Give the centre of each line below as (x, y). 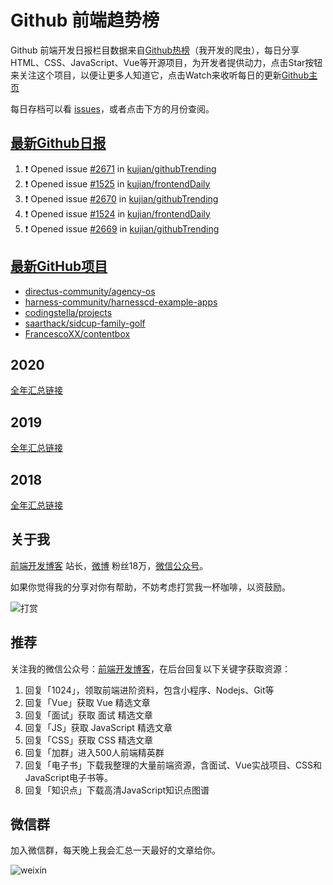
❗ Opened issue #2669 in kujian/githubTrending (122, 228)
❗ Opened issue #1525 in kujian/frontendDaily (117, 183)
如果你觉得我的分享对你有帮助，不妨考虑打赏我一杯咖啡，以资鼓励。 (150, 587)
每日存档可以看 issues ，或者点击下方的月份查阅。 (112, 108)
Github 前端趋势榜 (85, 20)
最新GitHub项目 (59, 266)
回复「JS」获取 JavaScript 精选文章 (98, 727)
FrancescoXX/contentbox (77, 333)
